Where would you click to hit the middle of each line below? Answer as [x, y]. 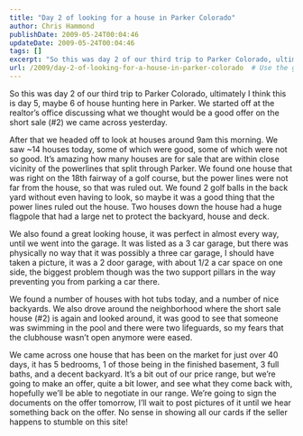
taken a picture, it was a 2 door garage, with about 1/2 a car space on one [146, 262]
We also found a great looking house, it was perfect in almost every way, [144, 233]
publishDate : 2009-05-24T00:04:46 [74, 34]
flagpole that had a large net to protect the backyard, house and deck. [139, 216]
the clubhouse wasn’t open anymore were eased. [101, 337]
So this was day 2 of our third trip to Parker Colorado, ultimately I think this [148, 93]
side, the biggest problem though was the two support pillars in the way [143, 272]
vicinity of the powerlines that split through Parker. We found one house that [151, 168]
